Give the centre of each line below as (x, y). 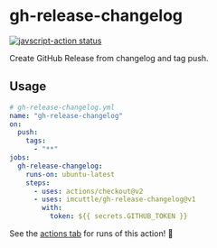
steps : (38, 183)
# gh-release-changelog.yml (62, 107)
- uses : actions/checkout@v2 (88, 191)
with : (52, 208)
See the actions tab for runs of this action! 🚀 (91, 234)
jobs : (19, 158)
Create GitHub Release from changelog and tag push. (109, 58)
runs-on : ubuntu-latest (71, 174)
